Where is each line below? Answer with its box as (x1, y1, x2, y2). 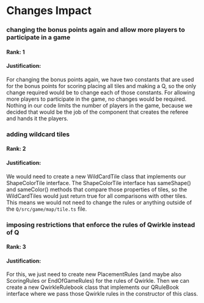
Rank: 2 (6, 145, 26, 153)
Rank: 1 (6, 48, 26, 56)
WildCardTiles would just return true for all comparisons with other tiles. (6, 192, 188, 199)
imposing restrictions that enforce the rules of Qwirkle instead (6, 221, 195, 229)
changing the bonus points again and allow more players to (6, 26, 185, 34)
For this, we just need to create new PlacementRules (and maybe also (6, 271, 182, 278)
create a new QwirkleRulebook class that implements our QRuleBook (6, 283, 179, 291)
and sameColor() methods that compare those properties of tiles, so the (6, 186, 188, 193)
